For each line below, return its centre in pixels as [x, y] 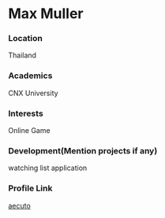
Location [26, 39]
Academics [30, 76]
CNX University [33, 93]
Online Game [29, 131]
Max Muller [46, 14]
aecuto [20, 205]
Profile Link [30, 188]
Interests [26, 113]
